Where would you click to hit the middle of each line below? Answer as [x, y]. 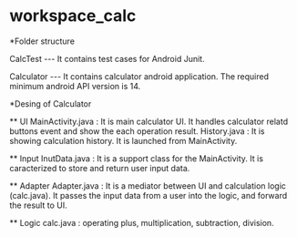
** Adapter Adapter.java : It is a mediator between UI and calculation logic [148, 185]
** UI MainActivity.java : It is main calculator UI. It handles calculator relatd [149, 121]
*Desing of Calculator [51, 103]
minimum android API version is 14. [75, 86]
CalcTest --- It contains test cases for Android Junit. [107, 58]
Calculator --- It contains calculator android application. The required [139, 76]
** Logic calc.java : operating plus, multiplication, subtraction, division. [142, 222]
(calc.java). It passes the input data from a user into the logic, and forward [148, 195]
